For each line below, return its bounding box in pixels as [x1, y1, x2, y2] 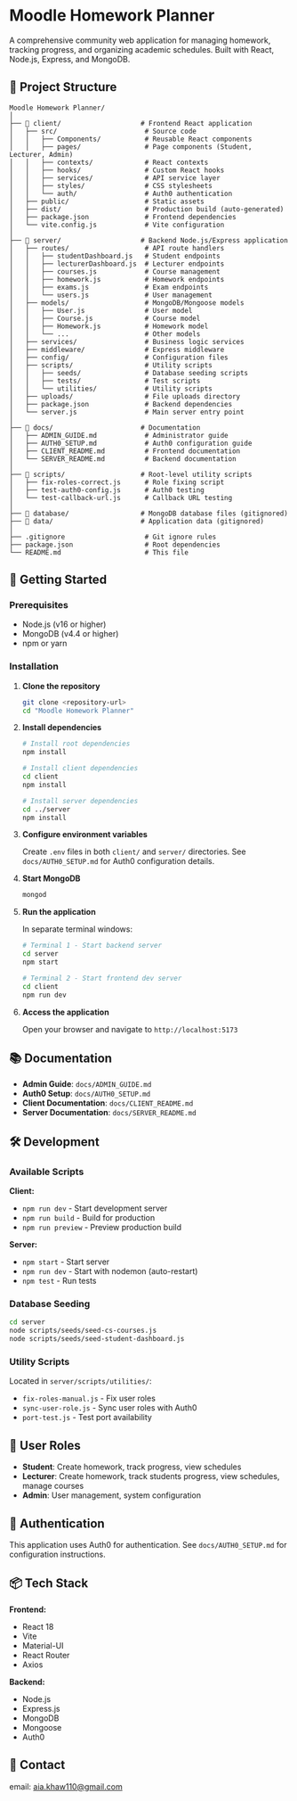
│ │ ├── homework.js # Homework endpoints [9, 275, 225, 284]
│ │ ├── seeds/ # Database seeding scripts [9, 368, 249, 377]
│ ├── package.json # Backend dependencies [9, 399, 233, 408]
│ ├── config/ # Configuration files [9, 353, 229, 362]
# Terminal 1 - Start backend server [21, 942, 163, 950]
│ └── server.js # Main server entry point [9, 407, 245, 416]
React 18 [21, 1621, 54, 1632]
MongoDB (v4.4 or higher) [21, 629, 119, 639]
